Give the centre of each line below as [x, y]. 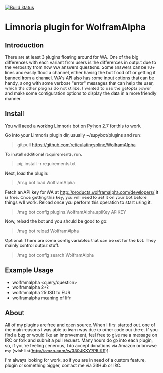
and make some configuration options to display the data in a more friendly [81, 93]
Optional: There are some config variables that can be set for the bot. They [81, 240]
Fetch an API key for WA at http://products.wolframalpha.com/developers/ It [82, 192]
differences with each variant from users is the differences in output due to [81, 62]
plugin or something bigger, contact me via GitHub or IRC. [63, 365]
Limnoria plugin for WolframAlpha [75, 27]
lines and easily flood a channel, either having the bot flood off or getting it [80, 73]
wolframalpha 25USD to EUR [41, 292]
